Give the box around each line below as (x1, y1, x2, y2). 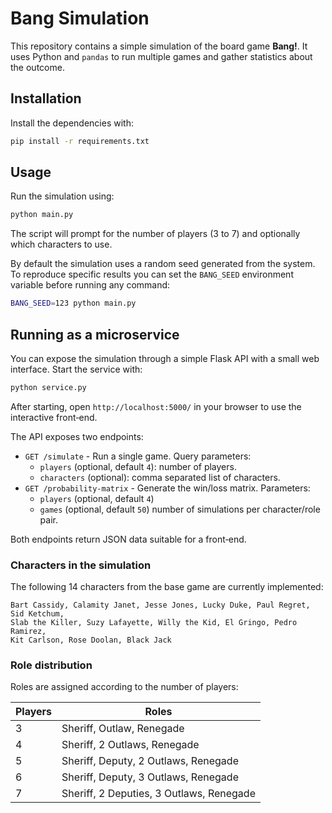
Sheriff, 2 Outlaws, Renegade (61, 738, 200, 752)
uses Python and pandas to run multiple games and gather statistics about (10, 50, 313, 62)
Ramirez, (10, 627, 47, 637)
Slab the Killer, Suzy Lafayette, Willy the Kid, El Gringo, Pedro (10, 618, 298, 628)
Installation (10, 90, 82, 107)
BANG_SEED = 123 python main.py (10, 298, 137, 309)
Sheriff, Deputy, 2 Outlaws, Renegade (61, 754, 239, 768)
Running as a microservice (10, 326, 180, 343)
